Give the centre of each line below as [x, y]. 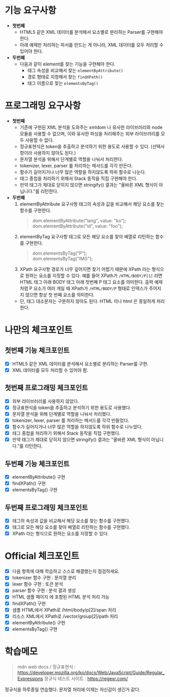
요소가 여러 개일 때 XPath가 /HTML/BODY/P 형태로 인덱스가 [91, 288]
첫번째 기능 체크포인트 [37, 351]
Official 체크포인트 [42, 556]
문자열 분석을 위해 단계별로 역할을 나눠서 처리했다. [62, 414]
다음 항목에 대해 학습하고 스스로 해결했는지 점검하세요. [66, 571]
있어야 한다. [31, 51]
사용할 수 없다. [39, 140]
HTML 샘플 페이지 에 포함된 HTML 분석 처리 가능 [61, 597]
